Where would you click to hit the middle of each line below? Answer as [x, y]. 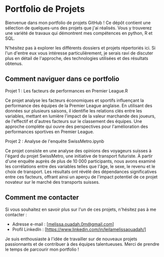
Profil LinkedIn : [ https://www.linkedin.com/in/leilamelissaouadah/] [79, 229]
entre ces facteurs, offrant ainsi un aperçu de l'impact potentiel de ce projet [81, 177]
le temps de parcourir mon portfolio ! [42, 249]
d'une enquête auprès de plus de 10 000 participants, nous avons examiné [80, 161]
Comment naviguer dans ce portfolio [62, 79]
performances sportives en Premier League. [50, 132]
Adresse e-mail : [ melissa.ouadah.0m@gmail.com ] [63, 224]
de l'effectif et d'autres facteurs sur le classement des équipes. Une [74, 121]
